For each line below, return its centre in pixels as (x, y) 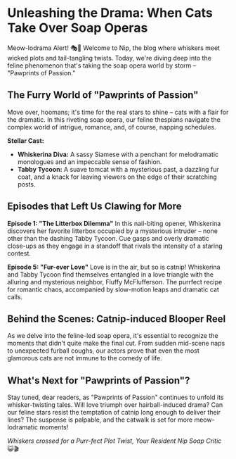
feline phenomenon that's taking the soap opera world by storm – (102, 65)
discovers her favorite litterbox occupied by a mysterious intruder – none (112, 231)
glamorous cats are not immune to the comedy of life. (85, 358)
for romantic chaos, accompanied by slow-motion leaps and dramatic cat (113, 289)
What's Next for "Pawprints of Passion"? (99, 381)
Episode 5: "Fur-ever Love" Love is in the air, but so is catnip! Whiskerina (114, 267)
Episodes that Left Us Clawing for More (94, 207)
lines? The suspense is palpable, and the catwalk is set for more (100, 420)
